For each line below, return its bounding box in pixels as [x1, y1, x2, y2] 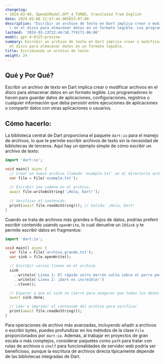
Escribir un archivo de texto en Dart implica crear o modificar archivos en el [5, 84, 158, 90]
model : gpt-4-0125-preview [5, 35, 60, 40]
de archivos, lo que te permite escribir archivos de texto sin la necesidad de [5, 138, 159, 143]
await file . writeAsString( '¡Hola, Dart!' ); [9, 189, 100, 194]
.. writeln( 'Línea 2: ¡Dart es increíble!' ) [14, 277, 105, 282]
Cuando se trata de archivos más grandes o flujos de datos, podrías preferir [5, 216, 159, 222]
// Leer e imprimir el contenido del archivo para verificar [9, 304, 137, 309]
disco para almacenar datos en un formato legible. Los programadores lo [5, 90, 153, 95]
